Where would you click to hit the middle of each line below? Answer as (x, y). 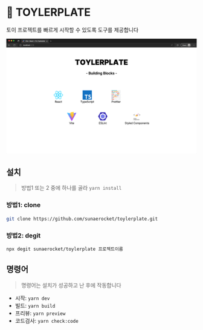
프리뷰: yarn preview (40, 313)
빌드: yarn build (35, 305)
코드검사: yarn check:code (47, 320)
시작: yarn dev (32, 298)
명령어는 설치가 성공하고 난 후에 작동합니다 (71, 285)
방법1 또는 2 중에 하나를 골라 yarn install (71, 188)
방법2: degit (24, 235)
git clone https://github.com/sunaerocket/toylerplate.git (82, 219)
